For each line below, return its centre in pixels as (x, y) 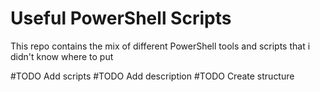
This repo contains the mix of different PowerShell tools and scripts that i (160, 46)
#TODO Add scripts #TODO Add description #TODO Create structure (152, 76)
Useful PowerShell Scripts (121, 18)
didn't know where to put (62, 56)
